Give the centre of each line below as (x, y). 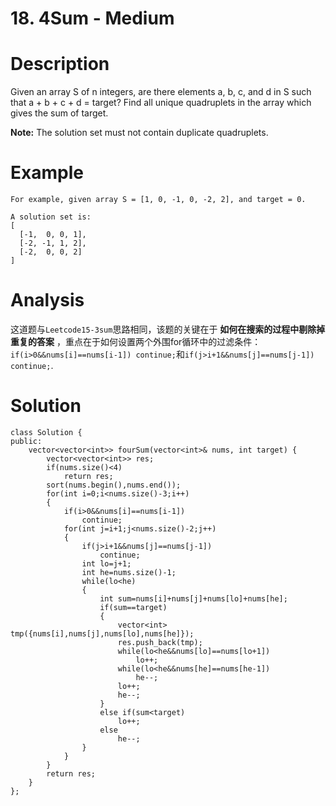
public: (26, 441)
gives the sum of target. (59, 113)
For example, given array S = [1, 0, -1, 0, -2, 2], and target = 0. (158, 200)
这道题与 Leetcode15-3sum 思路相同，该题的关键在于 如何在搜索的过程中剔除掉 (168, 329)
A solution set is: (51, 217)
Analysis (47, 300)
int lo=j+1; (106, 563)
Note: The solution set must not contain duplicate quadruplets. (139, 133)
